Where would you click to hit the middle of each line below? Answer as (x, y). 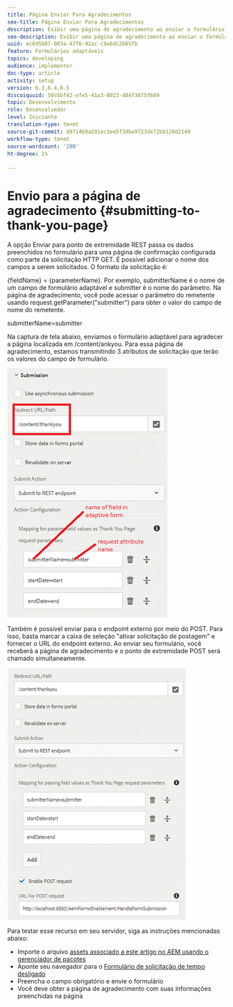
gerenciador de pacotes (52, 959)
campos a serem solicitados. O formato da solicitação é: (87, 267)
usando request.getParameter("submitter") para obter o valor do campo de (114, 302)
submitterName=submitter (45, 323)
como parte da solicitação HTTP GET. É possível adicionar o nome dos (108, 259)
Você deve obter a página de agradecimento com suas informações (114, 989)
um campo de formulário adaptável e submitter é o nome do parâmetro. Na (114, 288)
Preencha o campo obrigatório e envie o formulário (90, 981)
